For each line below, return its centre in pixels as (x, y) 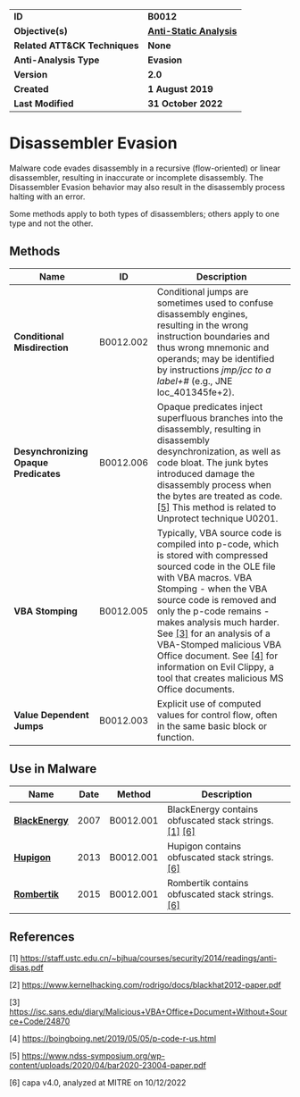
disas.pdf (26, 967)
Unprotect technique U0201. (217, 518)
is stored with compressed (212, 555)
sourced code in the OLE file (216, 566)
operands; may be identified (216, 358)
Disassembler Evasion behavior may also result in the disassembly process (147, 187)
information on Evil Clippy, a (216, 666)
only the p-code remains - (213, 611)
